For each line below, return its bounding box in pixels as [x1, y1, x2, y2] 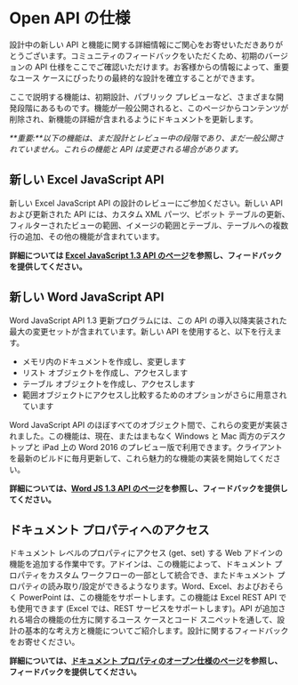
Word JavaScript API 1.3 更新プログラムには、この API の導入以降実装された [9, 315, 287, 326]
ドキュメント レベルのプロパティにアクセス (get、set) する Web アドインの [9, 548, 283, 559]
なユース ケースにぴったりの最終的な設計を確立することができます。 [9, 72, 260, 83]
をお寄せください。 [9, 637, 80, 648]
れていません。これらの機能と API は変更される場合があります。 [9, 143, 243, 154]
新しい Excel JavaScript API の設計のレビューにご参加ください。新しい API [9, 197, 283, 208]
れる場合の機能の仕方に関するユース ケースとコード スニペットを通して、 [9, 615, 278, 625]
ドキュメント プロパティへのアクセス [9, 522, 210, 537]
